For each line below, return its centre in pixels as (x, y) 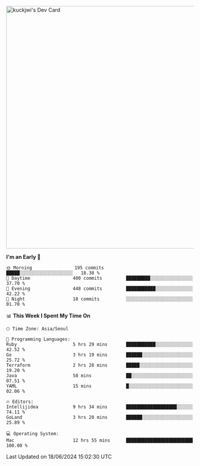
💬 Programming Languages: (38, 339)
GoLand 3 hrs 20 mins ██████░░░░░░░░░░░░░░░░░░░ (100, 417)
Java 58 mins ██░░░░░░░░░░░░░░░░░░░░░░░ (100, 376)
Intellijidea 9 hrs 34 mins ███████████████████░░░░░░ (100, 407)
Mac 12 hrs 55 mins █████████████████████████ (100, 440)
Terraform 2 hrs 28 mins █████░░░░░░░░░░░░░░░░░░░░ (100, 365)
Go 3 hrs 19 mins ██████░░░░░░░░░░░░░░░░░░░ (100, 355)
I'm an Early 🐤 (24, 257)
